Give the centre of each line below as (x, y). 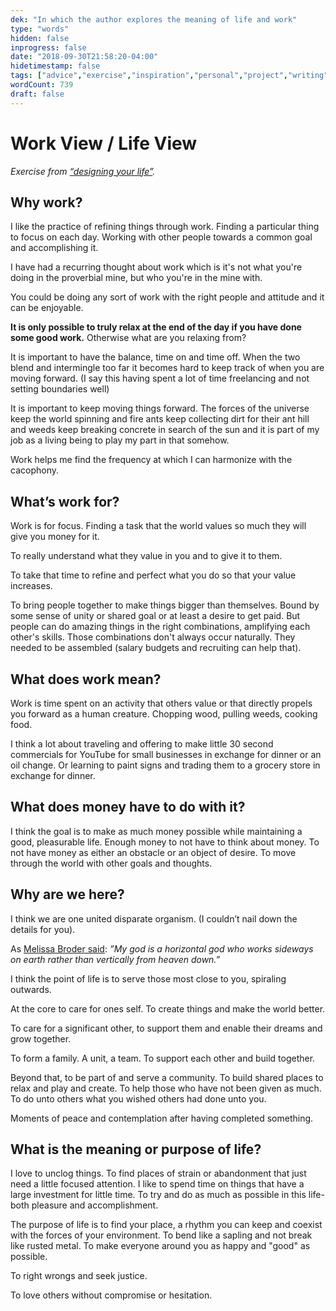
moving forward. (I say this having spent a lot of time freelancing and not (160, 378)
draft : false (37, 94)
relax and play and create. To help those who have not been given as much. (166, 1088)
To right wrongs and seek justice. (79, 1276)
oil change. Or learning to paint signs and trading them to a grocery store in (165, 765)
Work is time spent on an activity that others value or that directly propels (161, 703)
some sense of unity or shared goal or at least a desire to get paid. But (155, 616)
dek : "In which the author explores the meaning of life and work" (154, 19)
